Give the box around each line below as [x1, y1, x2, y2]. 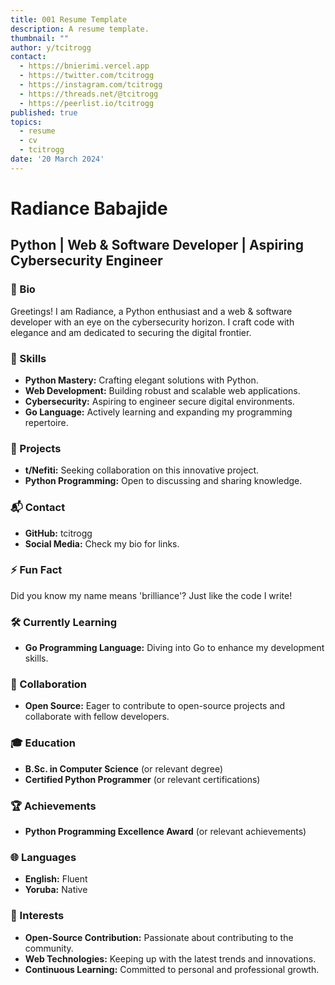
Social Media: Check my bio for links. [24, 537, 180, 550]
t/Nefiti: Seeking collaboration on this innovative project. [24, 464, 260, 476]
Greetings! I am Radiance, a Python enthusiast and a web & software [10, 305, 293, 317]
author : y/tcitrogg [10, 42, 92, 53]
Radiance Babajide [10, 197, 168, 220]
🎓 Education [10, 736, 76, 750]
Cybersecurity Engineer [10, 252, 163, 270]
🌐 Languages [10, 850, 77, 864]
